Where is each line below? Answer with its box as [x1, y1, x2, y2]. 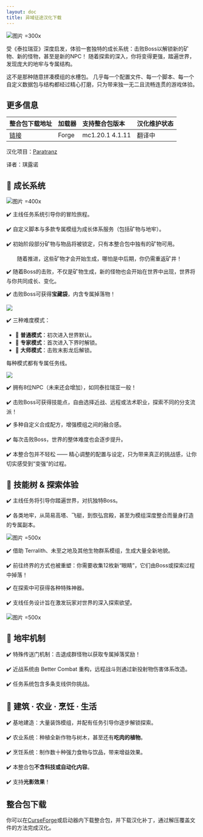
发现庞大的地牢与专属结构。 [6, 60, 76, 67]
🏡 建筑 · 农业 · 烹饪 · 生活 [6, 702, 97, 712]
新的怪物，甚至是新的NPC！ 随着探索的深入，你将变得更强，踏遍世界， [16, 52, 195, 60]
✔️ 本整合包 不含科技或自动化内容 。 [6, 763, 93, 770]
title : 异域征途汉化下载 [6, 15, 62, 21]
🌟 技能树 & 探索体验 [6, 479, 79, 490]
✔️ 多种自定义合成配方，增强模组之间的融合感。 [6, 421, 125, 428]
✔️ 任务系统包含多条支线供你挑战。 [6, 680, 93, 687]
